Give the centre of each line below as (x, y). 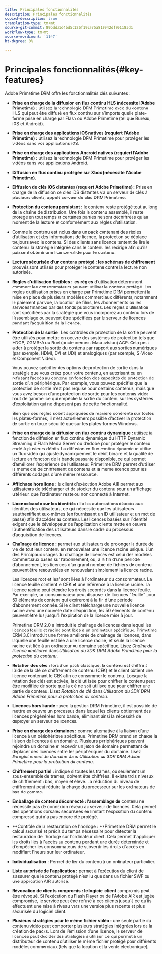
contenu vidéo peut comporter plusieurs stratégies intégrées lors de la (82, 926)
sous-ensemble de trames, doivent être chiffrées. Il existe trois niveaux (83, 776)
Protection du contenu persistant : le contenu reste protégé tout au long (85, 207)
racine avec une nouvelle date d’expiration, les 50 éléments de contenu (83, 610)
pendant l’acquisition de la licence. (46, 323)
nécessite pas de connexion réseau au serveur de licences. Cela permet (84, 806)
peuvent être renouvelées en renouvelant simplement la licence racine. (83, 570)
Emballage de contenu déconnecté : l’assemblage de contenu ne (78, 801)
